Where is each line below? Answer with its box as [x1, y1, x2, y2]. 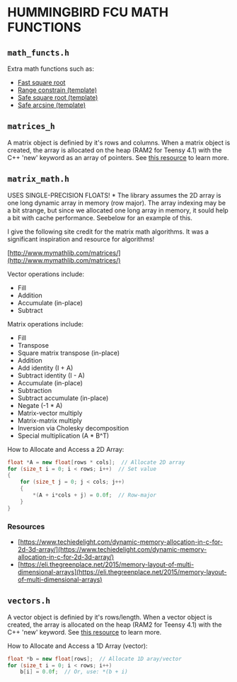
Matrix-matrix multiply [17, 416, 83, 425]
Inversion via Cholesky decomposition [17, 424, 129, 432]
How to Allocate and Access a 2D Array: [7, 445, 125, 453]
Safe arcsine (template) [17, 101, 86, 109]
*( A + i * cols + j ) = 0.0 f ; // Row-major [33, 491, 157, 499]
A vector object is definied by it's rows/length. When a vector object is [7, 613, 212, 621]
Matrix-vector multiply [17, 409, 83, 417]
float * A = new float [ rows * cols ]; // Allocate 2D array [7, 458, 185, 466]
